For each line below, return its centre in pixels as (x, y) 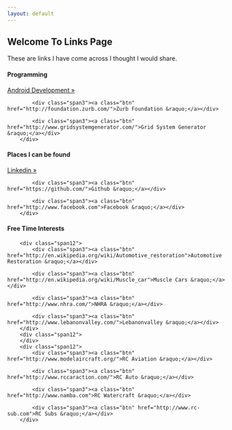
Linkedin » (22, 170)
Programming (27, 74)
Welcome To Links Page (60, 42)
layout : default (31, 14)
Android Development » (41, 90)
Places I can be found (39, 154)
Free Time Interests (36, 229)
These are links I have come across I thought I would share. (92, 58)
